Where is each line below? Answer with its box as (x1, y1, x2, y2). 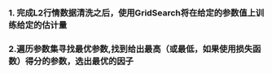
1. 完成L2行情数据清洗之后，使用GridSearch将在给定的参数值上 (8, 7, 257, 18)
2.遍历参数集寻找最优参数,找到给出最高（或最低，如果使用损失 (8, 43, 253, 54)
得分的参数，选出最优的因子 (24, 55, 134, 67)
